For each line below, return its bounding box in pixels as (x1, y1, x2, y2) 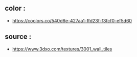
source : (5, 33, 32, 41)
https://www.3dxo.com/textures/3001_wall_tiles (12, 46, 112, 52)
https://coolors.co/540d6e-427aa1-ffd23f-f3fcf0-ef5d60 (12, 17, 132, 23)
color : (5, 4, 26, 13)
